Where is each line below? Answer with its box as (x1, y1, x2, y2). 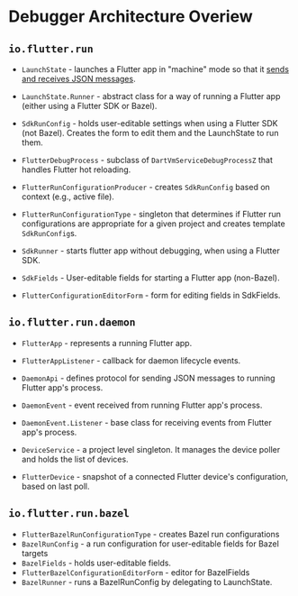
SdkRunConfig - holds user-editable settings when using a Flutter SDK (21, 118, 278, 128)
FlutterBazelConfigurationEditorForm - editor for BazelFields (21, 566, 250, 578)
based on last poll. (21, 481, 90, 491)
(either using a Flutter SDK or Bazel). (21, 101, 158, 111)
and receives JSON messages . (21, 74, 136, 84)
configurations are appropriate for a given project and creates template (21, 218, 285, 229)
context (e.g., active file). (21, 191, 114, 202)
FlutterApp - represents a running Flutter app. (21, 337, 193, 348)
